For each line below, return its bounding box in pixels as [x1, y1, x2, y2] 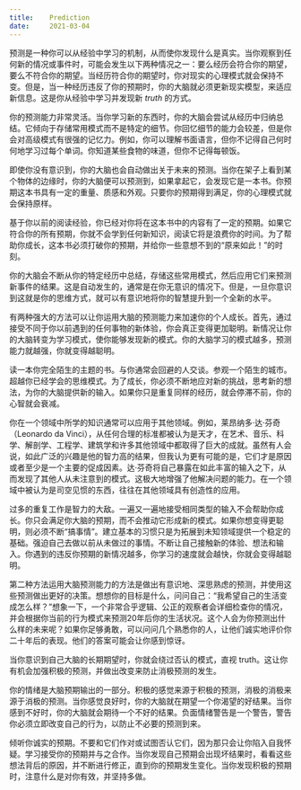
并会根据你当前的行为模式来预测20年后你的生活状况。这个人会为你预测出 [9, 612, 279, 623]
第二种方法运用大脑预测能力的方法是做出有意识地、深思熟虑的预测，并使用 [9, 579, 284, 590]
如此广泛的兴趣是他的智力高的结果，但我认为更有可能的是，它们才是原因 [24, 450, 292, 461]
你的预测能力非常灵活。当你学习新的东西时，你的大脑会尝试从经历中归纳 [9, 111, 276, 122]
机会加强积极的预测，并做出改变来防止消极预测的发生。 [16, 665, 221, 676]
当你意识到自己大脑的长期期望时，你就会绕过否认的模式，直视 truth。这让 [9, 653, 280, 665]
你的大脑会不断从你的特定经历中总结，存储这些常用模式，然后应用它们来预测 [9, 270, 292, 280]
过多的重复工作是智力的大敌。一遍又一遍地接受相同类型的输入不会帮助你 [9, 503, 276, 514]
